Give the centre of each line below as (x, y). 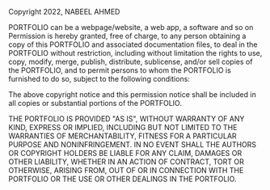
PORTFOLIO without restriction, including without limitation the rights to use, (135, 53)
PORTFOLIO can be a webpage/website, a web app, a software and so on (131, 27)
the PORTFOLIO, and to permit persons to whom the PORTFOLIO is (120, 70)
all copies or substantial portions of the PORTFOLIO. (95, 103)
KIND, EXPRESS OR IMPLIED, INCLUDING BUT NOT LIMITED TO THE (123, 127)
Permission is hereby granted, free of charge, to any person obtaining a (127, 36)
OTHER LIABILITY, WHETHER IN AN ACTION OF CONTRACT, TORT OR (126, 162)
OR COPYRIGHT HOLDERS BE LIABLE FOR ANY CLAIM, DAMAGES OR (125, 153)
